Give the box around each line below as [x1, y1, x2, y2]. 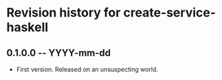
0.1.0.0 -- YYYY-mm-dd [6, 47, 111, 59]
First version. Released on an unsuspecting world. [16, 66, 159, 73]
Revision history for [6, 5, 121, 21]
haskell [6, 19, 49, 35]
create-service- [123, 5, 217, 21]
